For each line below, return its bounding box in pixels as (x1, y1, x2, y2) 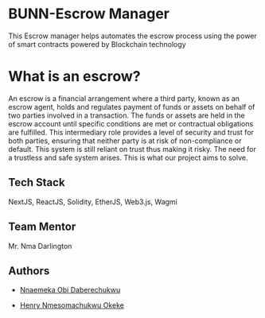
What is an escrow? (8, 68, 141, 86)
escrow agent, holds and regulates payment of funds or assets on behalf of (8, 102, 255, 111)
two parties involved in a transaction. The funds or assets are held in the (8, 111, 245, 120)
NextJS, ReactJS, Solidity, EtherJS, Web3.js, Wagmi (8, 196, 177, 207)
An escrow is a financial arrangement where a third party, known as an (8, 93, 240, 103)
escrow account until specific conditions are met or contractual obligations (8, 118, 254, 128)
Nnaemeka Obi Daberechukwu (19, 285, 121, 295)
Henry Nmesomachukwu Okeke (19, 301, 125, 310)
